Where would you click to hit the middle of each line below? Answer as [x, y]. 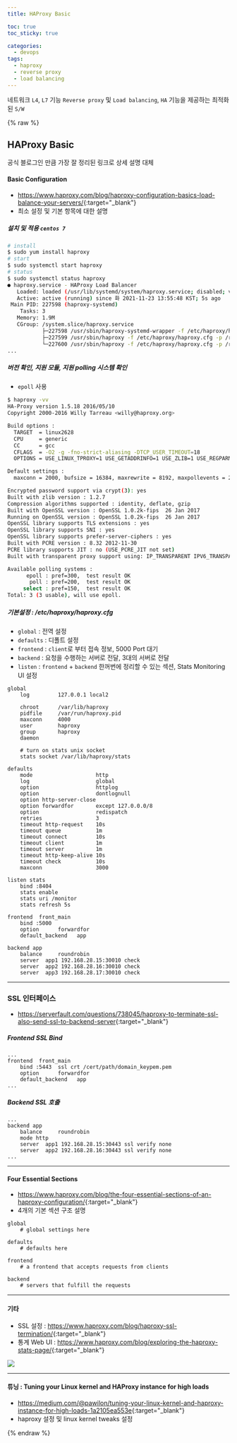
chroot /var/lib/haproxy [65, 707]
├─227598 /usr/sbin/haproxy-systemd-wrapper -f [113, 331]
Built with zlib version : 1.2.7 [56, 497]
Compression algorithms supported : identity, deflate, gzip [99, 504]
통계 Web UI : [37, 1342]
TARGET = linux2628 [44, 432]
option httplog [69, 787]
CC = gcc [34, 445]
